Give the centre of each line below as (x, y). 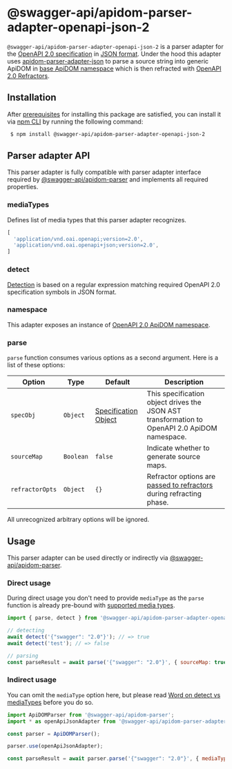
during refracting (174, 494)
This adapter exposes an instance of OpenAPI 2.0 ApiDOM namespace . (109, 324)
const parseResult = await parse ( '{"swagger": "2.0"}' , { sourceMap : (109, 662)
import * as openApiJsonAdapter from (61, 721)
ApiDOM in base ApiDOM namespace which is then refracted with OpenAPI (114, 68)
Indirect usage (32, 680)
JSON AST (164, 411)
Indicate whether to (178, 448)
